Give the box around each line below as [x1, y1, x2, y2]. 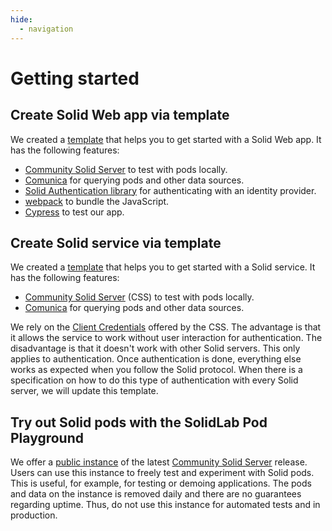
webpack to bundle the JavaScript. [24, 195, 170, 207]
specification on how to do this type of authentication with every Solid [10, 374, 299, 386]
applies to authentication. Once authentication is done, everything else [10, 353, 302, 365]
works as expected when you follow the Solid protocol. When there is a [10, 364, 303, 376]
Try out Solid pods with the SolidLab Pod [10, 414, 268, 431]
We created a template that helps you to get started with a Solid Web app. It [10, 133, 322, 145]
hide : [10, 14, 33, 25]
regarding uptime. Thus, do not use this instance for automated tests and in [10, 499, 321, 511]
